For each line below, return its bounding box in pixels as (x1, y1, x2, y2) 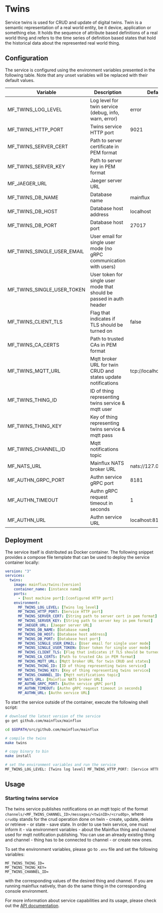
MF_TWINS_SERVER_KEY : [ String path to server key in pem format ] (17, 619, 153, 623)
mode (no (90, 245, 113, 252)
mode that (90, 283, 114, 290)
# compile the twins (5, 736, 47, 741)
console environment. (5, 888, 49, 894)
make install (5, 753, 32, 759)
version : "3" (5, 569, 32, 573)
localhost (130, 208, 151, 214)
